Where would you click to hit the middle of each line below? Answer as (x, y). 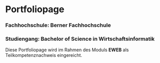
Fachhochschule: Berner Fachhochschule (58, 25)
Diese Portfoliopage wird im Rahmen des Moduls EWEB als (67, 50)
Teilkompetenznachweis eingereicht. (44, 55)
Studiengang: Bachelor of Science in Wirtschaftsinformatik (80, 39)
